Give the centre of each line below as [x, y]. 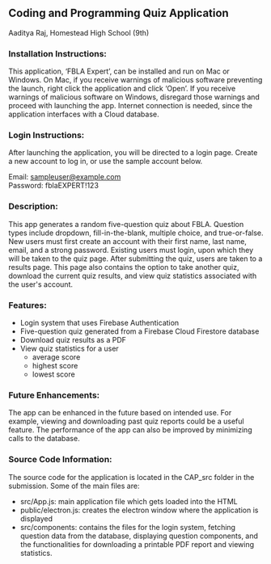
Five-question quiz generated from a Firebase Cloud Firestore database [140, 331]
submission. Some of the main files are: [74, 486]
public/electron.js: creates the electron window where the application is [139, 510]
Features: [28, 305]
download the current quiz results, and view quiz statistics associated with [133, 276]
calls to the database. [44, 439]
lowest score [53, 374]
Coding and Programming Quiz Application [119, 13]
